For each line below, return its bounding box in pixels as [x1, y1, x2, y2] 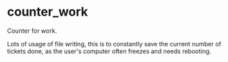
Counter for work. [7, 27, 58, 35]
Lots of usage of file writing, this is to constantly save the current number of [7, 40, 221, 48]
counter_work [7, 4, 88, 20]
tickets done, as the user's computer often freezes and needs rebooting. [7, 47, 212, 55]
